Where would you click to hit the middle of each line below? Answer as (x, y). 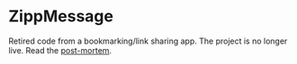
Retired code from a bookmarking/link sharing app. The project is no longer (148, 41)
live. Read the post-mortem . (60, 50)
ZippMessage (61, 16)
